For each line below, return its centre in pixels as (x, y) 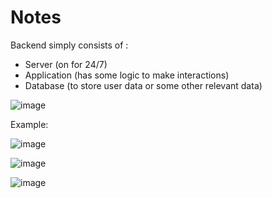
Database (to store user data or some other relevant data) (143, 85)
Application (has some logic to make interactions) (127, 75)
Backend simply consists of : (69, 45)
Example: (29, 124)
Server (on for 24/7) (66, 64)
